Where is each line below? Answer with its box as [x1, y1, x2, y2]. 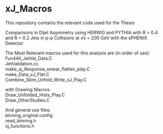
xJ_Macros [5, 3, 52, 15]
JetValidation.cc [5, 60, 39, 66]
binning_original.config [5, 112, 53, 118]
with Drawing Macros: [5, 86, 51, 92]
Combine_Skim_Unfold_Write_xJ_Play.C [5, 77, 87, 83]
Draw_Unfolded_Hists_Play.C [5, 92, 65, 98]
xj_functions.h [5, 123, 34, 129]
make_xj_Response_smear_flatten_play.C [5, 66, 90, 72]
